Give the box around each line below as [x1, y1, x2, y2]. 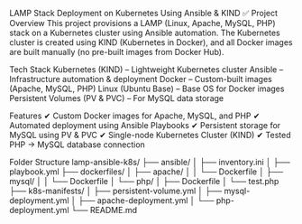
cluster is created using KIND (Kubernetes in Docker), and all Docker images [9, 37, 293, 48]
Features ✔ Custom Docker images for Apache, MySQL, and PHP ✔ [9, 110, 261, 121]
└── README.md [70, 205, 138, 215]
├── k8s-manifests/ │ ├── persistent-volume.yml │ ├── [9, 185, 223, 196]
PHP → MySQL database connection [9, 139, 146, 150]
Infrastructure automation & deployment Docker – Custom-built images [9, 74, 273, 84]
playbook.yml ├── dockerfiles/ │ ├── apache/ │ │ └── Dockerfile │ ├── [9, 166, 284, 177]
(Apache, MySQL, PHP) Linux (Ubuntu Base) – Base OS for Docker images [9, 83, 285, 94]
